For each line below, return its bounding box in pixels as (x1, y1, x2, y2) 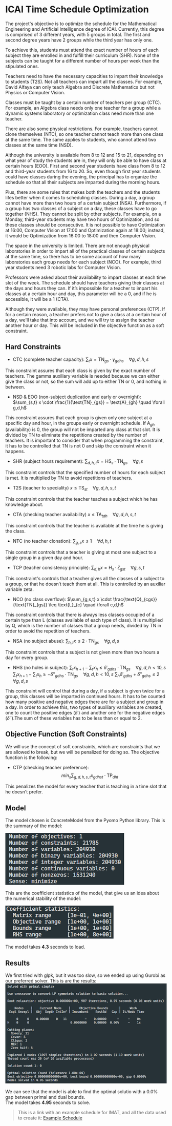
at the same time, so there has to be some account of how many (5, 253, 141, 259)
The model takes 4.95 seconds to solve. (5, 1099, 91, 1105)
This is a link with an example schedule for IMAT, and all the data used (17, 1110, 166, 1116)
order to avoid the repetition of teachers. (5, 628, 91, 634)
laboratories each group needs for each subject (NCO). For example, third (5, 259, 161, 265)
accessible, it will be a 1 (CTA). (5, 296, 70, 302)
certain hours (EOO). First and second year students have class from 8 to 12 (5, 162, 165, 169)
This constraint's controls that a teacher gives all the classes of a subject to (5, 576, 165, 582)
